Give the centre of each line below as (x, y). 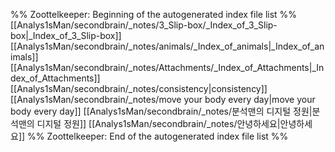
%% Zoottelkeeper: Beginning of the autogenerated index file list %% (154, 14)
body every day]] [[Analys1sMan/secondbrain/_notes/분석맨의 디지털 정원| (161, 111)
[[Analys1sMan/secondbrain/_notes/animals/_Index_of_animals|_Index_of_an (167, 46)
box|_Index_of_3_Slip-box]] (66, 35)
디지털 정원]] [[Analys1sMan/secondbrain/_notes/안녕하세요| (158, 123)
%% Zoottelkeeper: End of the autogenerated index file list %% (158, 136)
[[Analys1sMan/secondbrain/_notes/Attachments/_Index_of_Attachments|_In (167, 67)
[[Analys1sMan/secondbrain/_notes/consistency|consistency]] (139, 88)
